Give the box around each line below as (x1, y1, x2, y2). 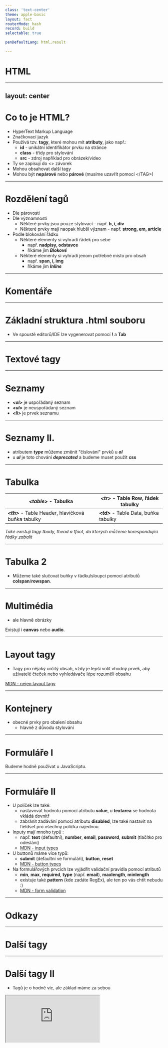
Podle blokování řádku (12, 231, 58, 237)
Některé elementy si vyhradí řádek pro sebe (19, 237, 111, 243)
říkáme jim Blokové (27, 247, 67, 253)
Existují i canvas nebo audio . (5, 627, 65, 633)
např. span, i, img (27, 258, 64, 264)
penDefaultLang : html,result (5, 40, 66, 45)
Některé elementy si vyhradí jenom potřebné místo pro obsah (19, 253, 146, 259)
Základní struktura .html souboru (5, 315, 145, 326)
